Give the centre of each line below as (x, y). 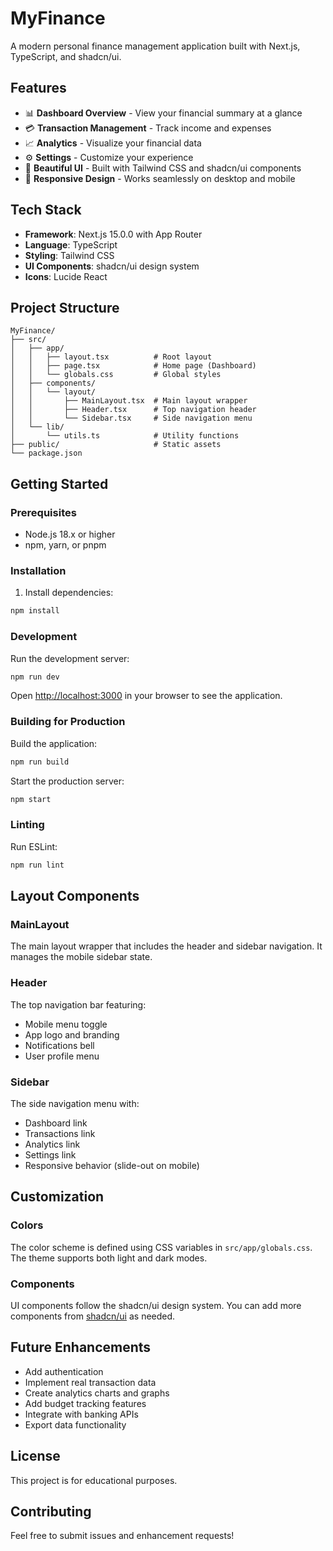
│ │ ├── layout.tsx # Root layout (111, 357)
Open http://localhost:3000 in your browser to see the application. (146, 696)
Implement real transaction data (90, 1382)
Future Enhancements (81, 1347)
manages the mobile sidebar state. (81, 957)
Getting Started (59, 483)
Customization (57, 1197)
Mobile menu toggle (66, 1024)
